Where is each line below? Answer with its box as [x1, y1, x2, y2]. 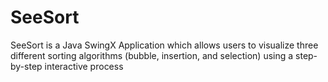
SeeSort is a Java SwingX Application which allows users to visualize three [10, 39, 319, 51]
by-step [10, 60, 43, 72]
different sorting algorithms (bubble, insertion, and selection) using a [10, 49, 294, 61]
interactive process [44, 60, 124, 72]
